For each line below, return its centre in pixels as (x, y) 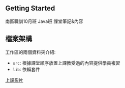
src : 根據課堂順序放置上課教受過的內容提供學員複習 (66, 63)
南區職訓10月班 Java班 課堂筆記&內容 (44, 21)
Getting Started (30, 8)
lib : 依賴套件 (26, 69)
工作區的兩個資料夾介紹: (30, 52)
